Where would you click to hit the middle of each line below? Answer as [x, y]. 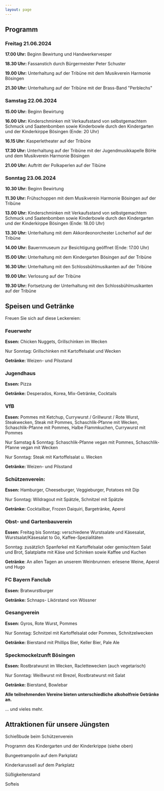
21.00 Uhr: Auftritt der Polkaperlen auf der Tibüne [56, 165]
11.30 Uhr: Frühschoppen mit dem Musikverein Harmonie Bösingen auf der [81, 198]
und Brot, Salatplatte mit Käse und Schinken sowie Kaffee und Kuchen [76, 552]
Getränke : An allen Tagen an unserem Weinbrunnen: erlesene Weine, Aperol [82, 562]
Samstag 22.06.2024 [31, 101]
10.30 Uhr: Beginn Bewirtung [35, 188]
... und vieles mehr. [24, 709]
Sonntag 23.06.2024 [31, 178]
